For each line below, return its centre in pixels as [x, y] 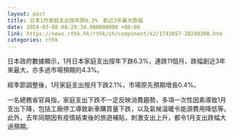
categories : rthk [33, 40]
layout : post [26, 14]
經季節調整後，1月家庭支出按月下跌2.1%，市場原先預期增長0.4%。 [103, 85]
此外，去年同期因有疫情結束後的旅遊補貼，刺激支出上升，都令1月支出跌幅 [114, 118]
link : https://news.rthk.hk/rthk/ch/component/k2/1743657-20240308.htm [115, 34]
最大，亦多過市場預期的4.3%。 [58, 70]
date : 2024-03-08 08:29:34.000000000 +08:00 [74, 27]
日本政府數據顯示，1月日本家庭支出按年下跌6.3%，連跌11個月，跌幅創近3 [113, 61]
